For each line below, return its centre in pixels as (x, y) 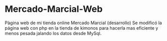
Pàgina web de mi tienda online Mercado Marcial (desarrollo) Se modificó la (83, 23)
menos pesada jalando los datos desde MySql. (53, 33)
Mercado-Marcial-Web (54, 9)
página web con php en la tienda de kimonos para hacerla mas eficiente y (81, 28)
